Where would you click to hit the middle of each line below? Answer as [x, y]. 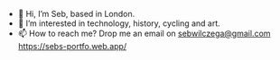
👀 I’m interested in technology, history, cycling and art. [119, 23]
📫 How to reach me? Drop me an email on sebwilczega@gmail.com [144, 33]
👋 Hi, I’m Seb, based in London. [76, 14]
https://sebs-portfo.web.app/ [72, 46]
